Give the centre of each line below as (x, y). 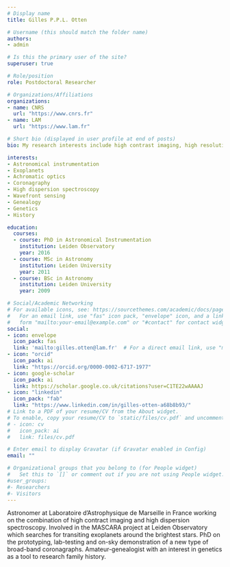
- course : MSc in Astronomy (53, 259)
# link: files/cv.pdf (41, 437)
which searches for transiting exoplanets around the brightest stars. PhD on (114, 535)
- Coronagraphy (29, 183)
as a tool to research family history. (56, 557)
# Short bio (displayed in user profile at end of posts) (91, 139)
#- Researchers (29, 487)
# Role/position (30, 76)
